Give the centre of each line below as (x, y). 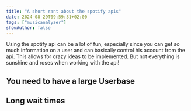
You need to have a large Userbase (71, 81)
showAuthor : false (28, 28)
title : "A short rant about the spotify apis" (64, 11)
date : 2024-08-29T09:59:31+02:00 (47, 17)
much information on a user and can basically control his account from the (96, 51)
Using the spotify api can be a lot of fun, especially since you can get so (93, 44)
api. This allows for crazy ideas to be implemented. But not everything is (93, 56)
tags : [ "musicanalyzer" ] (36, 22)
